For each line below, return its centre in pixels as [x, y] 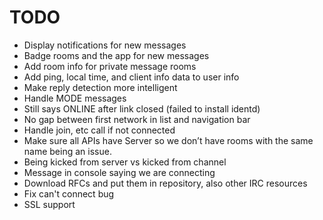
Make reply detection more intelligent [100, 87]
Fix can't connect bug [69, 193]
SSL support [49, 204]
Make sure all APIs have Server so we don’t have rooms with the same [168, 140]
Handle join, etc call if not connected [99, 130]
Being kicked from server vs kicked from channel [125, 162]
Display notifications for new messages [105, 45]
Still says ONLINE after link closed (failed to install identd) [142, 108]
